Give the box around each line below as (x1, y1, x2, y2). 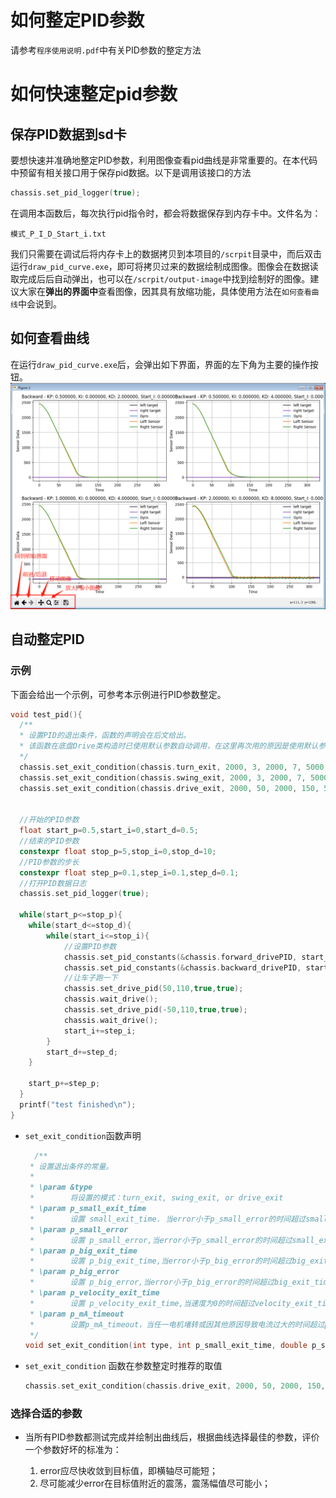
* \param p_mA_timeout (29, 1309, 125, 1319)
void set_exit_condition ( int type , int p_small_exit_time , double (24, 1341, 308, 1351)
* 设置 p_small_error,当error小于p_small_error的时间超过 (29, 1235, 293, 1245)
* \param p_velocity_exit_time (29, 1288, 160, 1298)
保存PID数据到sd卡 (10, 126, 127, 143)
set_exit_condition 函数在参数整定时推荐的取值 (24, 1360, 223, 1372)
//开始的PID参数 (19, 815, 80, 825)
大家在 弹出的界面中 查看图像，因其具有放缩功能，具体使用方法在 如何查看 (18, 285, 312, 297)
